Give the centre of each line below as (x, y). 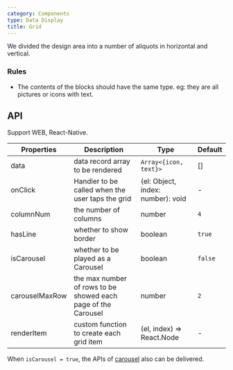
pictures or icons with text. (55, 94)
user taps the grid (103, 199)
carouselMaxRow (39, 296)
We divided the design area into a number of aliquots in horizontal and (107, 47)
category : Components (38, 14)
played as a (92, 259)
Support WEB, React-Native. (48, 133)
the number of (97, 210)
